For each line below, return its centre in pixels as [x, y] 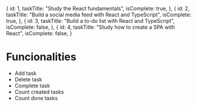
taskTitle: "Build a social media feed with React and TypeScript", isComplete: [99, 15]
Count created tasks [39, 92]
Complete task [32, 86]
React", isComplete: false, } [39, 33]
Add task [26, 73]
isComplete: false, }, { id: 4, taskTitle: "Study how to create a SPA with [91, 27]
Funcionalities [41, 57]
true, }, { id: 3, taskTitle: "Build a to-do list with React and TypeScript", [91, 21]
